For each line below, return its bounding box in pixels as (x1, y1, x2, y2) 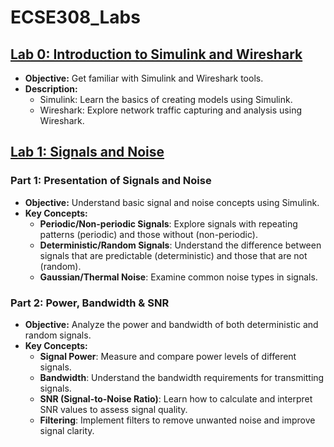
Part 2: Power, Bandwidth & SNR (10, 296, 170, 310)
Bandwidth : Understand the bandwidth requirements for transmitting (39, 371, 325, 383)
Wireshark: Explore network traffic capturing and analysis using (39, 104, 302, 116)
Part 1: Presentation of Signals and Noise (10, 174, 212, 188)
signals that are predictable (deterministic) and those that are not (39, 249, 308, 261)
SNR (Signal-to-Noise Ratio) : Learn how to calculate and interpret (39, 392, 313, 405)
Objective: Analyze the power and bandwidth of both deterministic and (24, 318, 319, 330)
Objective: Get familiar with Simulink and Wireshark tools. (24, 72, 264, 84)
